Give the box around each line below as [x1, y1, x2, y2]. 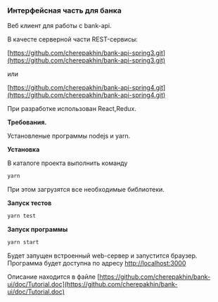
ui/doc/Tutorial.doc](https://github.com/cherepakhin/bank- [7, 280, 178, 288]
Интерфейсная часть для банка [7, 6, 122, 15]
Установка [7, 145, 40, 154]
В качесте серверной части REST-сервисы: [7, 35, 139, 44]
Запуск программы [7, 225, 68, 234]
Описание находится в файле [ [7, 273, 100, 281]
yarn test [7, 213, 37, 220]
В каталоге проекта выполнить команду [7, 159, 128, 167]
